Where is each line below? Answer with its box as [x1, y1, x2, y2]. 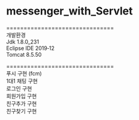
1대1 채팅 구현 [6, 77, 38, 84]
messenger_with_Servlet [6, 4, 133, 18]
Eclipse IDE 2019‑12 [6, 44, 55, 52]
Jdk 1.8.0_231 [6, 38, 40, 45]
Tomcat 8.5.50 [6, 51, 42, 58]
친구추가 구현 [6, 99, 37, 107]
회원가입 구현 [6, 92, 37, 99]
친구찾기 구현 [6, 107, 37, 115]
